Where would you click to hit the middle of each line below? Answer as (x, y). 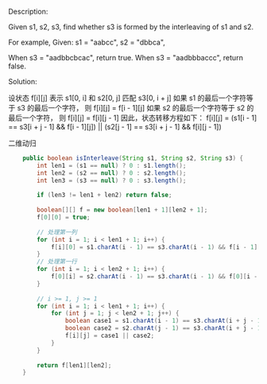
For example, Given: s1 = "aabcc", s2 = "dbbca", (87, 42)
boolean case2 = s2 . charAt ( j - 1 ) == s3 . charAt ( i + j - (159, 328)
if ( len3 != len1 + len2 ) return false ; (104, 195)
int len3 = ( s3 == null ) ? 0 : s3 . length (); (112, 180)
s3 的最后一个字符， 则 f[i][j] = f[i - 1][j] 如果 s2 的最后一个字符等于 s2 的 (135, 108)
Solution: (23, 81)
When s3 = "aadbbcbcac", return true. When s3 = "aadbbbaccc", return (126, 58)
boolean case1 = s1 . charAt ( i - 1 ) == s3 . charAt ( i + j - (159, 321)
